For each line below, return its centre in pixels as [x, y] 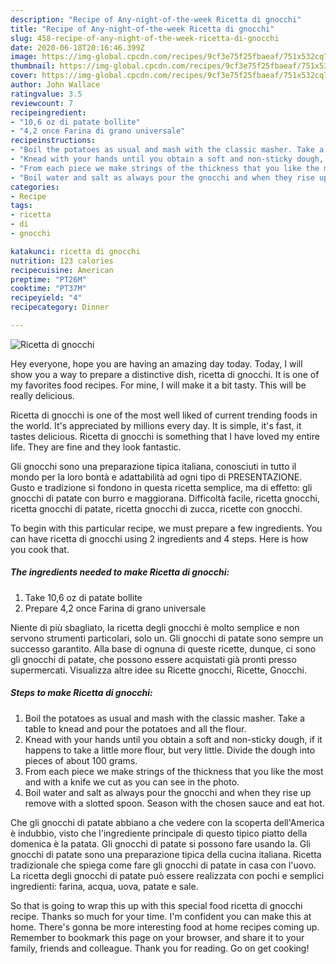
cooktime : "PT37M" [48, 289]
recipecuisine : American [62, 270]
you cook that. [40, 549]
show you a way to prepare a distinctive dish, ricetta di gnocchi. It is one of [165, 374]
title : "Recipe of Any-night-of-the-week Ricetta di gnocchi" [142, 29]
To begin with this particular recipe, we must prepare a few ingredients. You [166, 528]
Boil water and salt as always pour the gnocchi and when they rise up [168, 792]
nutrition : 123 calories [62, 261]
